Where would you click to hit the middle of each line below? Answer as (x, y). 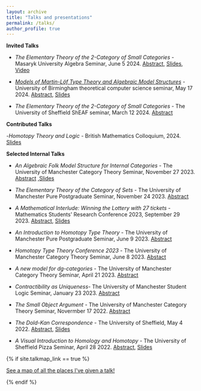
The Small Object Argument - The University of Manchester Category (101, 305)
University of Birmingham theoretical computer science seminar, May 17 (104, 88)
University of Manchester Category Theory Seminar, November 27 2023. (105, 172)
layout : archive (26, 12)
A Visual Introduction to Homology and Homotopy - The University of (100, 341)
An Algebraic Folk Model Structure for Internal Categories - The (94, 165)
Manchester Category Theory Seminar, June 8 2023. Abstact (90, 257)
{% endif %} (22, 382)
